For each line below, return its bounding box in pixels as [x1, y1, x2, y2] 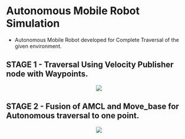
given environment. [14, 43, 62, 50]
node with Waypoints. [6, 69, 88, 79]
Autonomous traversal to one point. [6, 111, 140, 121]
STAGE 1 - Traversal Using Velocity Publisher [6, 60, 174, 70]
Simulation [6, 17, 60, 30]
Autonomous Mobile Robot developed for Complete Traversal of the [14, 36, 180, 43]
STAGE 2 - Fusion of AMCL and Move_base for [6, 102, 180, 112]
